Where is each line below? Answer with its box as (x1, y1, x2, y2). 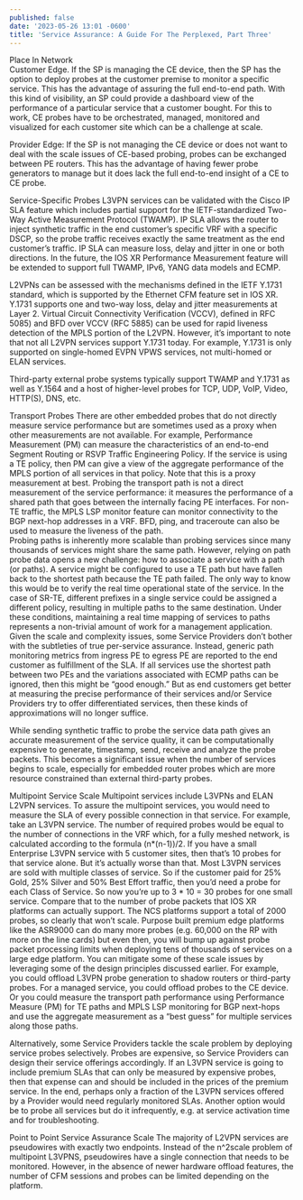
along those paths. (9, 1020, 79, 1031)
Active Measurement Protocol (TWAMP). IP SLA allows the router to (27, 214, 280, 226)
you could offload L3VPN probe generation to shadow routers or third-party (9, 973, 291, 983)
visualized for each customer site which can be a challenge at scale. (9, 122, 263, 133)
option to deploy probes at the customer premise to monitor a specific (9, 74, 270, 85)
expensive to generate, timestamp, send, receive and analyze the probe (9, 744, 276, 755)
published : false (9, 13, 75, 23)
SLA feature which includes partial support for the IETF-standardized (9, 205, 266, 216)
